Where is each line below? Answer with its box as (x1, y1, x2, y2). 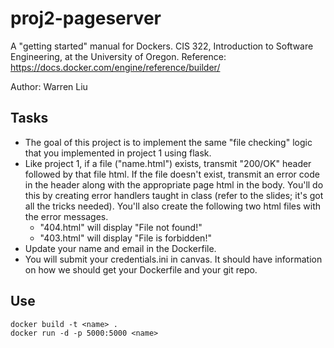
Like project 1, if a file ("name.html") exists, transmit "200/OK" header (24, 157, 312, 169)
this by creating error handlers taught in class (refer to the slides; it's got (24, 189, 324, 201)
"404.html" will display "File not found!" (39, 221, 203, 233)
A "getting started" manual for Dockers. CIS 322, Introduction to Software (10, 40, 314, 52)
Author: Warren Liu (10, 80, 88, 92)
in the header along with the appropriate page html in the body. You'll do (24, 178, 324, 191)
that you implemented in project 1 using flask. (24, 147, 212, 159)
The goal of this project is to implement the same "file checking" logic (24, 136, 313, 148)
